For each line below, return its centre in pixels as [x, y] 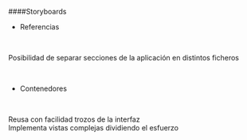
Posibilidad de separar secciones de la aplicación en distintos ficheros [123, 58]
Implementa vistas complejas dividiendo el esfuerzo [94, 128]
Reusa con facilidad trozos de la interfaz [74, 119]
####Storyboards [37, 12]
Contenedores [43, 88]
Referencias [39, 27]
